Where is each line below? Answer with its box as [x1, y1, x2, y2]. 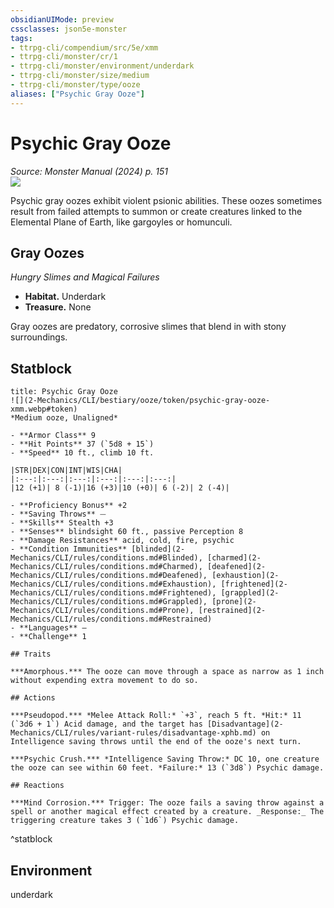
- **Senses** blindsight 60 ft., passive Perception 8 [10, 527, 244, 537]
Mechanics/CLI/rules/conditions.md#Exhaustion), [10, 579, 217, 590]
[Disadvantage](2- [206, 719, 284, 730]
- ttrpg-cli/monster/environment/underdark [10, 61, 195, 71]
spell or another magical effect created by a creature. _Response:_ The [10, 807, 325, 817]
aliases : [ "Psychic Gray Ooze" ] [10, 89, 145, 99]
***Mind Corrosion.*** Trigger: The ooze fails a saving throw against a [10, 798, 325, 808]
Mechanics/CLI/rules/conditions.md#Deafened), [10, 571, 208, 581]
